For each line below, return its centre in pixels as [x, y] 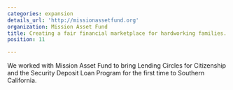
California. [22, 80]
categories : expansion [40, 14]
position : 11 [26, 40]
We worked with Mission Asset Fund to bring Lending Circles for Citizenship [116, 66]
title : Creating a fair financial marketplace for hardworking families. [117, 33]
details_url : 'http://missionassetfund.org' [73, 20]
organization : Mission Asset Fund [58, 27]
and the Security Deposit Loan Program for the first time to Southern [106, 73]
